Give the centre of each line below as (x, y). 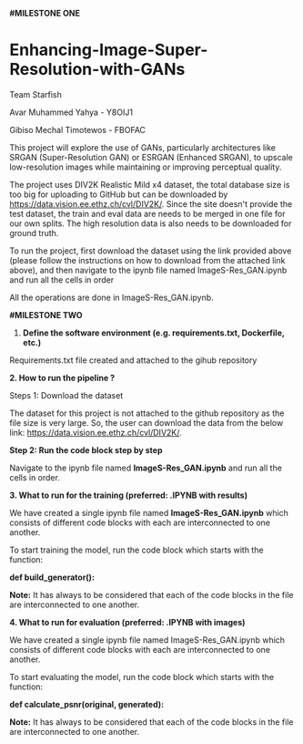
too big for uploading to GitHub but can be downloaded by (119, 194)
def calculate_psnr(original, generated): (87, 704)
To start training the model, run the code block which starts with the (136, 550)
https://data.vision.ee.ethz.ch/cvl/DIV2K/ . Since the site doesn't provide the (151, 203)
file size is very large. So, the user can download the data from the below (146, 422)
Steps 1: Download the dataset (66, 395)
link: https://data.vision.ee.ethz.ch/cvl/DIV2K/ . (96, 432)
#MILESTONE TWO (46, 315)
